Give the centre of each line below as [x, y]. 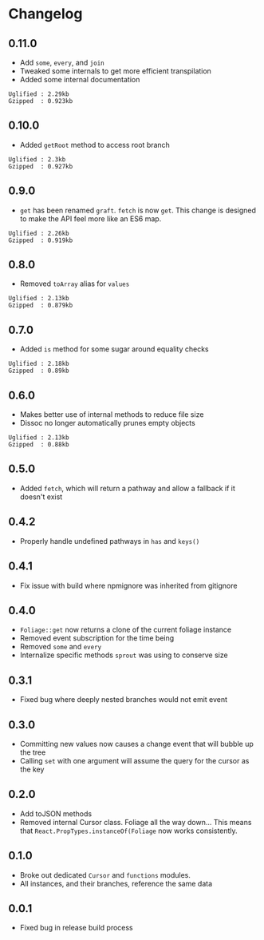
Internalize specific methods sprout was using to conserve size [124, 655]
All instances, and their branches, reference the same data [116, 883]
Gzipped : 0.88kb [39, 445]
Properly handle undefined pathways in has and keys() [110, 541]
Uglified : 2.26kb [39, 233]
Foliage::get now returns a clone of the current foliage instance [126, 630]
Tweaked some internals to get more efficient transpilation [115, 71]
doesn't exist [41, 497]
